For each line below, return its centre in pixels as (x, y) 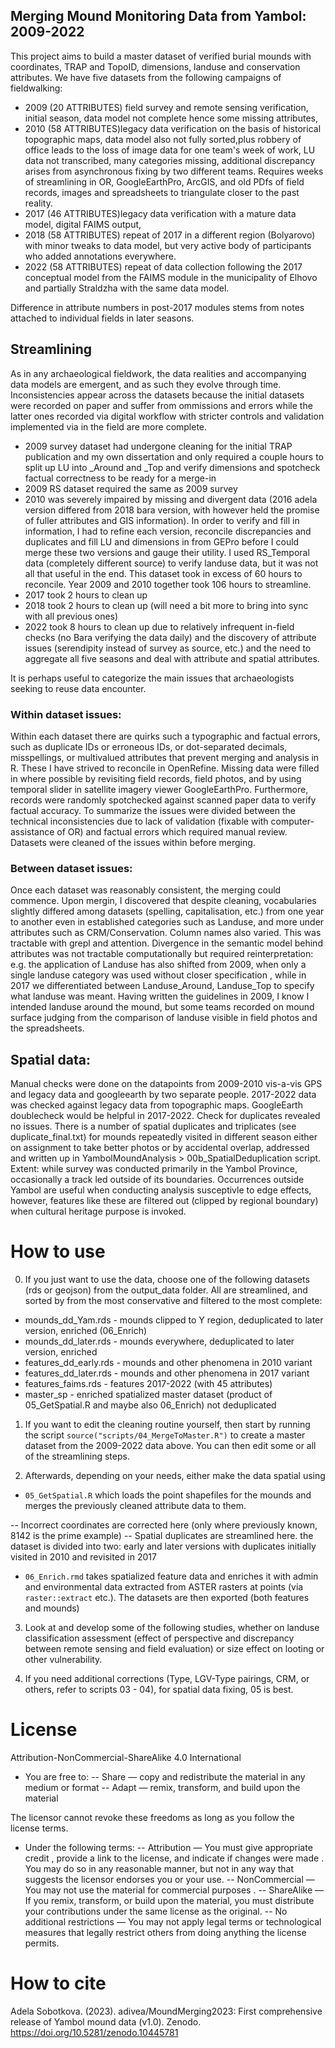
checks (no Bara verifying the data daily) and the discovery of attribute (170, 637)
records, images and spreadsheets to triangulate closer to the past (162, 192)
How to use (58, 1251)
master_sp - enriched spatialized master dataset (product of (148, 1394)
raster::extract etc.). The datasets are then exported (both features (167, 1597)
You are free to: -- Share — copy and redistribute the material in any (165, 1776)
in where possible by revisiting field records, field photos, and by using (156, 778)
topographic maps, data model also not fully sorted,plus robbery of (163, 139)
